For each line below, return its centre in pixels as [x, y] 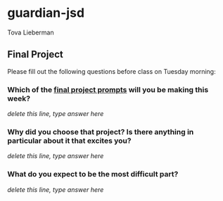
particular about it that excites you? [69, 141]
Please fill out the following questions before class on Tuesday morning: [111, 71]
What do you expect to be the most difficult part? [93, 174]
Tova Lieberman [31, 32]
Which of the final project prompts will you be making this [108, 89]
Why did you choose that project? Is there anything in [101, 131]
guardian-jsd [46, 13]
